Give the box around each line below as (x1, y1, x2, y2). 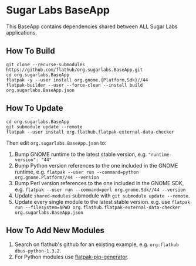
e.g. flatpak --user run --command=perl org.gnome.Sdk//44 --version (14, 186, 186, 193)
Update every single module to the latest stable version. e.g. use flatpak (14, 198, 191, 205)
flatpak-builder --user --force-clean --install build (6, 82, 143, 88)
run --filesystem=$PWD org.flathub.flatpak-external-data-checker (14, 204, 181, 210)
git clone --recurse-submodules (6, 62, 85, 67)
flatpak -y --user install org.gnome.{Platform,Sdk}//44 (6, 77, 148, 83)
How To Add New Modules (6, 225, 104, 235)
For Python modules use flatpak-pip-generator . (14, 253, 129, 261)
